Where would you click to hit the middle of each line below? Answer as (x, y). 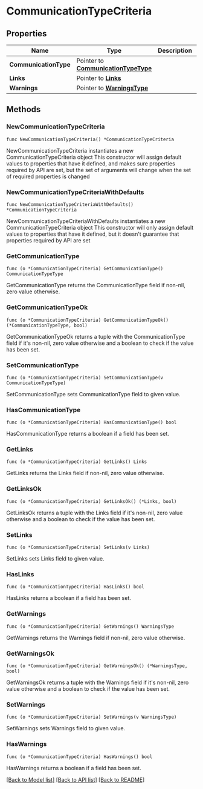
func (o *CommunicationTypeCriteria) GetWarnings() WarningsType (90, 626)
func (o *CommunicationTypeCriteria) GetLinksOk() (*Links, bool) (92, 501)
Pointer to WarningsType (112, 88)
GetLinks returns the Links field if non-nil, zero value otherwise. (85, 473)
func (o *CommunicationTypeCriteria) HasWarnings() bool (79, 757)
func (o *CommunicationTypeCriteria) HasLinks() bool (76, 587)
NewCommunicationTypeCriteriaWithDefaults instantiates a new (86, 221)
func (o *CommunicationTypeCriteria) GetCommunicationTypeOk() (88, 320)
